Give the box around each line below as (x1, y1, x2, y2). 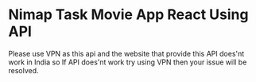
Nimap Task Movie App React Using (8, 6, 249, 24)
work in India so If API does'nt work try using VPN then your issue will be (8, 57, 247, 67)
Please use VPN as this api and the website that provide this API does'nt (8, 49, 245, 58)
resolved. (8, 65, 39, 75)
